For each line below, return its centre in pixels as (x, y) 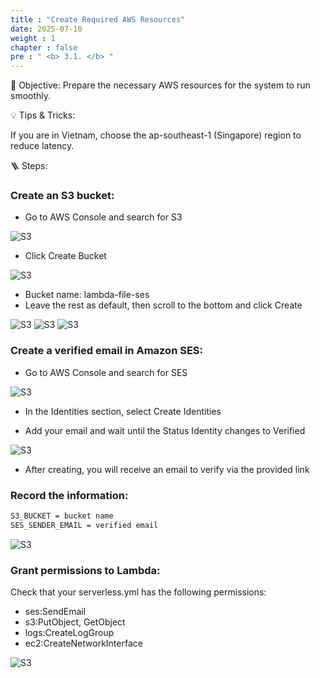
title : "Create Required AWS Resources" (98, 19)
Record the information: (69, 495)
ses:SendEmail (55, 612)
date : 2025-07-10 (46, 29)
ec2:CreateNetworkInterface (83, 643)
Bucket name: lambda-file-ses (87, 295)
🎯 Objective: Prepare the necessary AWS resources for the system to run (160, 85)
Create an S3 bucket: (62, 196)
